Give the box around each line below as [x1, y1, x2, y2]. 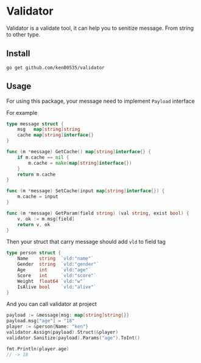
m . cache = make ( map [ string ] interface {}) [28, 160, 132, 166]
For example [6, 109, 38, 116]
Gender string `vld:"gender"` [17, 261, 99, 268]
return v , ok [17, 221, 51, 227]
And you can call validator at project [6, 300, 97, 308]
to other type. [6, 30, 41, 38]
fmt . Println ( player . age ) [6, 345, 69, 352]
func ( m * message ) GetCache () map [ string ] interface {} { [6, 149, 151, 155]
